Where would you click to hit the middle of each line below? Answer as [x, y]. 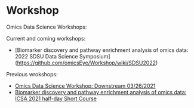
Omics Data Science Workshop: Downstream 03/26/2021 [85, 86]
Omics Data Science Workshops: [47, 27]
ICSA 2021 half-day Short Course [56, 98]
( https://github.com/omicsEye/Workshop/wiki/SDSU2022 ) [86, 63]
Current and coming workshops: [46, 38]
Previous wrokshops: [32, 74]
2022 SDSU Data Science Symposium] [62, 56]
